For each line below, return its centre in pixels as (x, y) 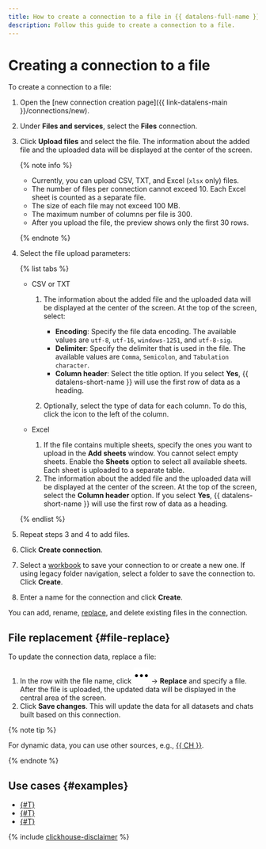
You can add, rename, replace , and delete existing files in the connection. (128, 613)
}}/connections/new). (54, 111)
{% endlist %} (42, 520)
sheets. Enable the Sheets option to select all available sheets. (145, 462)
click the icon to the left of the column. (106, 414)
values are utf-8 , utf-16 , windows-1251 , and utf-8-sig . (144, 340)
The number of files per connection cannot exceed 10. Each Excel (139, 189)
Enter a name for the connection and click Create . (101, 597)
